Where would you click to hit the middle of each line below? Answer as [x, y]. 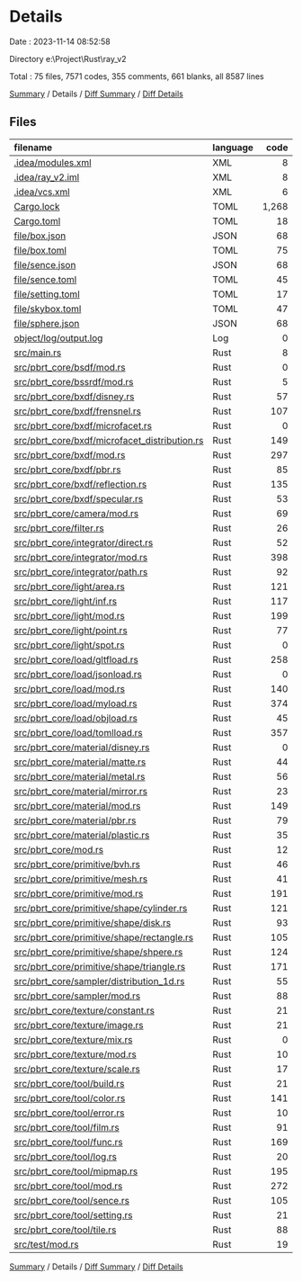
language [233, 148]
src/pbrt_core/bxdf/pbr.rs [67, 470]
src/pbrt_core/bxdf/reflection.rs [80, 484]
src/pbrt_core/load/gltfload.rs [76, 659]
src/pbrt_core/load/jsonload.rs [78, 674]
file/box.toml [40, 250]
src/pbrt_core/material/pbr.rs [75, 820]
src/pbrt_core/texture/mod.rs [75, 1054]
